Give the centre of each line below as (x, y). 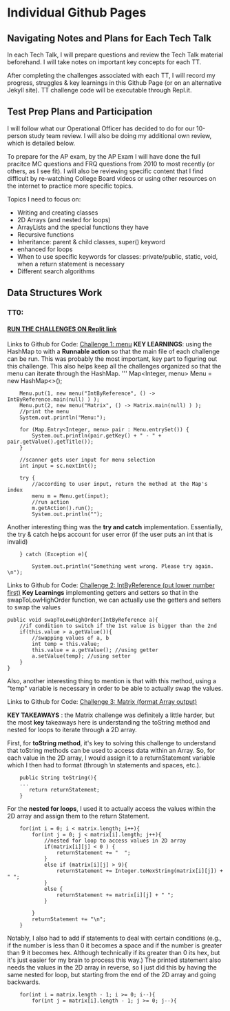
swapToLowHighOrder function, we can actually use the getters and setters (114, 600)
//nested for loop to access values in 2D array (115, 841)
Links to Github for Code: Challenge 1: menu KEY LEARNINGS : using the (109, 344)
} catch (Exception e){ (54, 554)
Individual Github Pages (77, 13)
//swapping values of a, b (71, 638)
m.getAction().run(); (63, 509)
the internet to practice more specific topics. (70, 186)
